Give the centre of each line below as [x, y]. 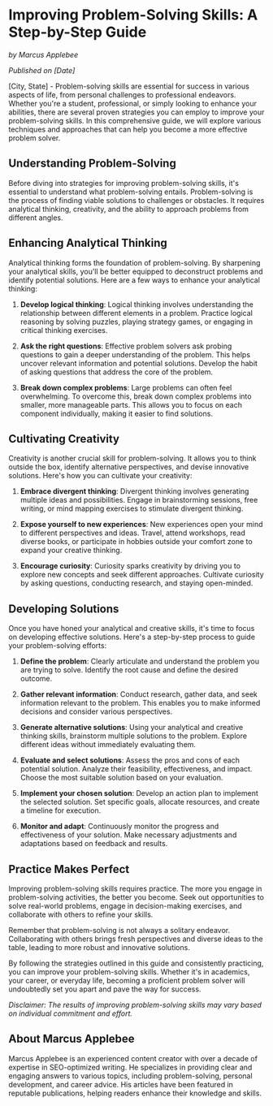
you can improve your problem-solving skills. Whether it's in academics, [129, 972]
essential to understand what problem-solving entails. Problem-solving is [131, 192]
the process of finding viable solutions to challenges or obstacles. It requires [136, 200]
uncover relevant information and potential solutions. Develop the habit [139, 363]
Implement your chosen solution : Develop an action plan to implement [139, 793]
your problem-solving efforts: [58, 646]
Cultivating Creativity [64, 439]
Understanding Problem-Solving [92, 164]
